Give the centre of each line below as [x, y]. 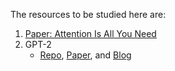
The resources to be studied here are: [88, 14]
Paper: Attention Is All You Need [90, 33]
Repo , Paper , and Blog [85, 55]
